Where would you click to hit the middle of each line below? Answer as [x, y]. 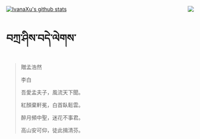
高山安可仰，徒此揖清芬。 [52, 130]
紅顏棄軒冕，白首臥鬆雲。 [52, 105]
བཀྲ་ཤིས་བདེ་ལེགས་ [41, 38]
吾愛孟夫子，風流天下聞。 [52, 92]
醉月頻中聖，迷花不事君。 [52, 117]
